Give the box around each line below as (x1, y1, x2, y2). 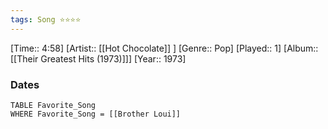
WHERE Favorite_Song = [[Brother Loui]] (10, 109, 182, 119)
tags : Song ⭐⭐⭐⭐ (10, 14, 82, 25)
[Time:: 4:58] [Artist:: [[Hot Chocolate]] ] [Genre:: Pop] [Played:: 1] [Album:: (10, 42, 319, 54)
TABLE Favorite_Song (10, 100, 97, 110)
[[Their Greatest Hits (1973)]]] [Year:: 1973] (10, 52, 187, 65)
